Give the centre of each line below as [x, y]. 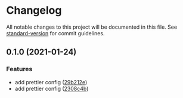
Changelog [34, 10]
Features [19, 69]
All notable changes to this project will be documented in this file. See [92, 27]
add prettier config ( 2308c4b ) [52, 88]
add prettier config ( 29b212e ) [51, 82]
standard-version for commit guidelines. [55, 33]
